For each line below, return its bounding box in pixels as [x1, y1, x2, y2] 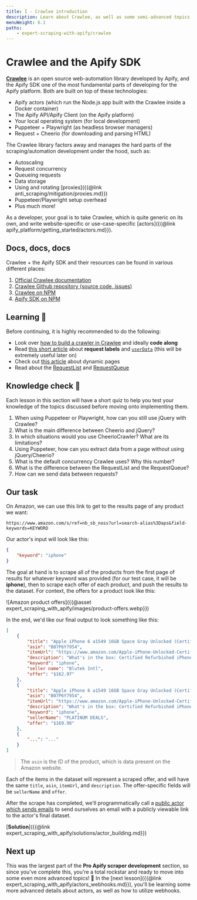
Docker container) [14, 105, 59, 112]
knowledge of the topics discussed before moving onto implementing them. [6, 403, 189, 410]
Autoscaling [14, 159, 44, 166]
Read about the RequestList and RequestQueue [14, 364, 130, 371]
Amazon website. [20, 765, 63, 772]
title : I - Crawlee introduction [6, 8, 88, 15]
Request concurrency [14, 165, 67, 172]
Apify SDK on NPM [14, 295, 60, 302]
